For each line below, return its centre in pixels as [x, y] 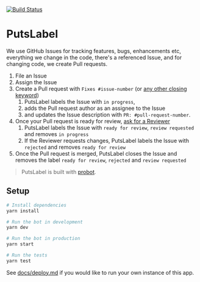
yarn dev [17, 228]
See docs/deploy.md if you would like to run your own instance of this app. [100, 272]
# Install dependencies [37, 205]
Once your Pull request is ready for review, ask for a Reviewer [93, 121]
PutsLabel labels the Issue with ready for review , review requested [109, 128]
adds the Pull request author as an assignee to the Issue [95, 108]
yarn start [20, 244]
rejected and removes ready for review [75, 147]
